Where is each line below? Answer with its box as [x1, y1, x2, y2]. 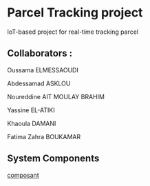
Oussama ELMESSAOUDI [7, 65, 79, 74]
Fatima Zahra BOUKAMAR [7, 132, 81, 141]
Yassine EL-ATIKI [7, 105, 55, 114]
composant [7, 171, 39, 179]
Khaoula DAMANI [7, 119, 56, 127]
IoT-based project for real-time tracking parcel [7, 28, 139, 36]
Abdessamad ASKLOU [7, 79, 71, 87]
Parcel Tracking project [7, 5, 143, 21]
